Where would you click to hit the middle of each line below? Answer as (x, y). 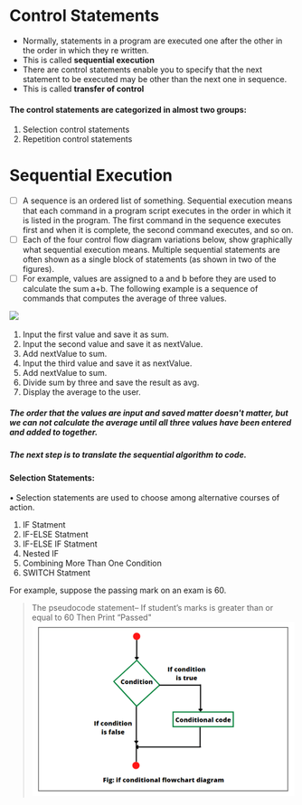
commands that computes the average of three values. (125, 298)
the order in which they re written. (85, 50)
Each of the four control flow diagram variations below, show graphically (157, 239)
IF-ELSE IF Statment (60, 544)
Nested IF (41, 554)
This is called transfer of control (83, 89)
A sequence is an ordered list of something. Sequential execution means (157, 201)
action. (22, 508)
